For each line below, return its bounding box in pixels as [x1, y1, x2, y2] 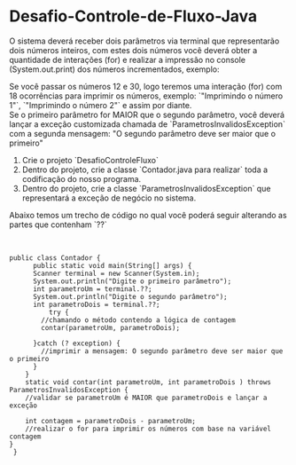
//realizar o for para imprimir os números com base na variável [25, 424, 272, 433]
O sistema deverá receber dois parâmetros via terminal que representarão [9, 35, 280, 46]
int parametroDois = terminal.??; [32, 300, 161, 309]
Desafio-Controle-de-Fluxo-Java [9, 6, 258, 27]
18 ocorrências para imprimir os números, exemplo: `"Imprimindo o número [9, 91, 284, 101]
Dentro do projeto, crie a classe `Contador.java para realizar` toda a [21, 164, 269, 175]
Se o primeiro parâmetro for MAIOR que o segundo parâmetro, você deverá [9, 109, 285, 120]
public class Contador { [9, 253, 101, 263]
